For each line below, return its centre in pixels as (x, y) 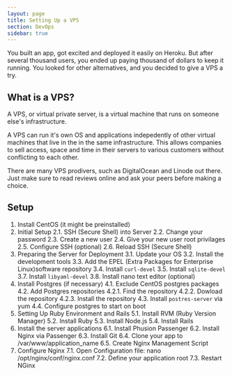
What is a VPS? (41, 97)
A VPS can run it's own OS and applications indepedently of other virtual (111, 135)
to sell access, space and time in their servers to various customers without (116, 150)
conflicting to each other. (43, 157)
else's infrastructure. (37, 122)
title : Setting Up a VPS (43, 20)
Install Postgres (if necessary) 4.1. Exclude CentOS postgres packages (118, 284)
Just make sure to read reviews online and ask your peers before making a (114, 178)
